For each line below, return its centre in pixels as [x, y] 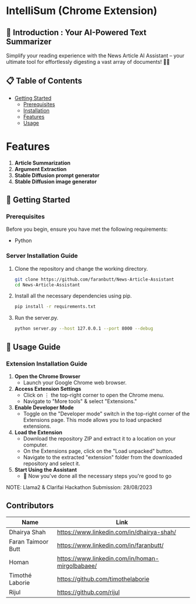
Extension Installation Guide [47, 363]
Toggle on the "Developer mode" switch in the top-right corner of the [106, 414]
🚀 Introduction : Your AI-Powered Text [76, 33]
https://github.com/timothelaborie [103, 579]
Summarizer [29, 41]
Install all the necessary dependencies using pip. [73, 296]
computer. [36, 445]
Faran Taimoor [29, 541]
